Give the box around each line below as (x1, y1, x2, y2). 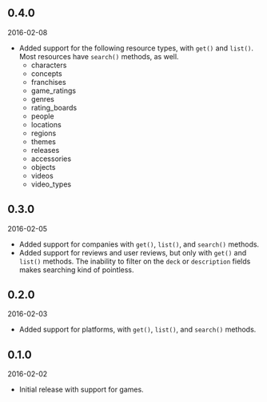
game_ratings (30, 86, 77, 95)
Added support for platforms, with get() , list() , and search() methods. (18, 324, 257, 335)
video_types (30, 179, 72, 189)
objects (30, 162, 56, 171)
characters (30, 60, 67, 70)
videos (30, 171, 54, 180)
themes (30, 136, 57, 147)
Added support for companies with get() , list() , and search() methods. (18, 239, 260, 249)
